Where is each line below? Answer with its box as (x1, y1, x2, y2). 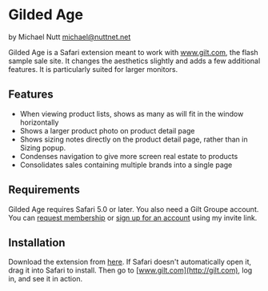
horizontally (19, 118, 59, 127)
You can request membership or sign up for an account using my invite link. (8, 213, 258, 222)
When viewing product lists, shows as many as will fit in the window (19, 109, 244, 118)
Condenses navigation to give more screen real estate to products (19, 151, 238, 161)
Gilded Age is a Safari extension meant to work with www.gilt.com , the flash (8, 47, 258, 57)
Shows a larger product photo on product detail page (19, 126, 195, 135)
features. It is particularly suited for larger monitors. (8, 64, 178, 74)
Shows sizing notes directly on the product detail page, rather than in (19, 134, 248, 144)
